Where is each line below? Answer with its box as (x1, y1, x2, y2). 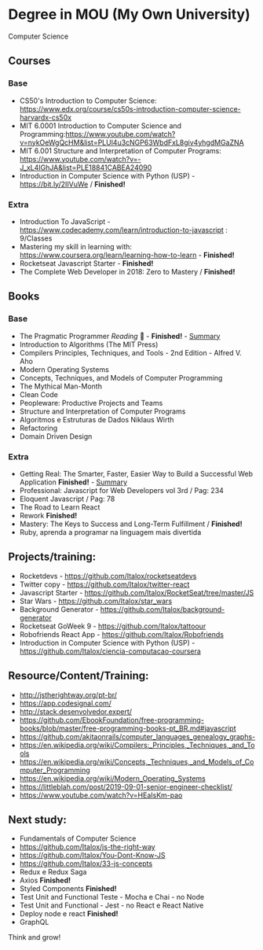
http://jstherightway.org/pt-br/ (19, 690, 118, 699)
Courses (8, 54, 51, 68)
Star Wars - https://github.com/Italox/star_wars (19, 596, 173, 606)
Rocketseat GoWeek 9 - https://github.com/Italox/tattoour (19, 621, 206, 631)
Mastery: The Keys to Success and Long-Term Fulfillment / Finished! (19, 519, 243, 528)
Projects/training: (8, 550, 97, 564)
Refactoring (19, 423, 58, 433)
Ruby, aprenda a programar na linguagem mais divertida (19, 527, 202, 536)
